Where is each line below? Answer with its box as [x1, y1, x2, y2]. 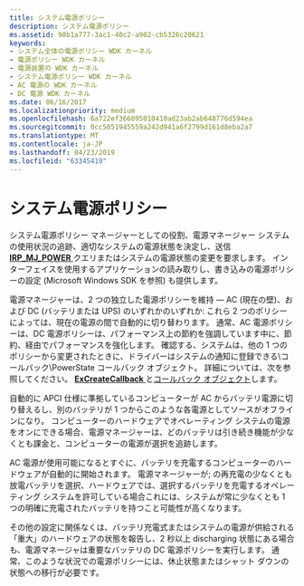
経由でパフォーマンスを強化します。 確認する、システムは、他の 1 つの [24, 340, 288, 351]
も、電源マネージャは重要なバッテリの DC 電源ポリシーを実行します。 [9, 544, 270, 555]
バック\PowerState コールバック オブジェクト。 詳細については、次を [24, 362, 283, 373]
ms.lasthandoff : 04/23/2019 [9, 148, 116, 157]
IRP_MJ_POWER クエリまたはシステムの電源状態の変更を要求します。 [9, 253, 271, 264]
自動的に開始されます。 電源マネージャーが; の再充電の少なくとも [48, 468, 292, 480]
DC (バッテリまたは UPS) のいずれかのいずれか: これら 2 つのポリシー [26, 305, 288, 317]
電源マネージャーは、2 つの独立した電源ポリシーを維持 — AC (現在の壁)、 [9, 294, 285, 305]
